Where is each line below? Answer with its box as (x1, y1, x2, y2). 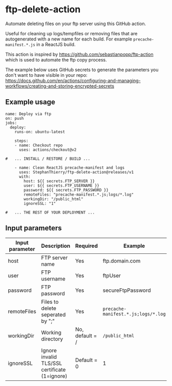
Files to (41, 298, 59, 305)
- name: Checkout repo (14, 142, 63, 148)
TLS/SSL (41, 359, 62, 367)
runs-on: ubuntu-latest (14, 129, 66, 134)
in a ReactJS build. (36, 41, 76, 47)
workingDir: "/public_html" (24, 196, 83, 202)
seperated (41, 311, 66, 318)
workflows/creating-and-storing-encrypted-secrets (5, 83, 114, 89)
